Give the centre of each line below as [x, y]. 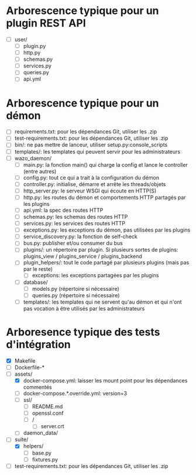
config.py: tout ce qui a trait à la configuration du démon [91, 177]
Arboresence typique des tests [83, 332]
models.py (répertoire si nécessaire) [76, 288]
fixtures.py [45, 459]
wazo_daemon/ [33, 158]
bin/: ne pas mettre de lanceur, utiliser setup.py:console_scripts [91, 145]
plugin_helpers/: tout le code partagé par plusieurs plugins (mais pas [106, 263]
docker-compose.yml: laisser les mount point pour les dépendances [105, 380]
